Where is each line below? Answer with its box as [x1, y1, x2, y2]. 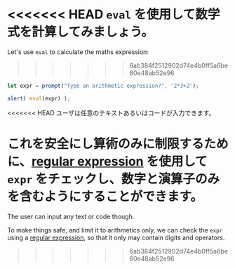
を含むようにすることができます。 [7, 188, 203, 204]
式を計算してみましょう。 [7, 24, 154, 40]
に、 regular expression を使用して [7, 153, 208, 169]
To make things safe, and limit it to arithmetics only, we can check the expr [7, 225, 223, 234]
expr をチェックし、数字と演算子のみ [7, 171, 220, 187]
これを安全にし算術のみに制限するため [7, 136, 229, 152]
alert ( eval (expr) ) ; [7, 95, 71, 102]
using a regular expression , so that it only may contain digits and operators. [7, 233, 225, 242]
